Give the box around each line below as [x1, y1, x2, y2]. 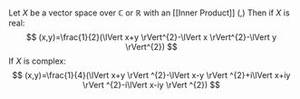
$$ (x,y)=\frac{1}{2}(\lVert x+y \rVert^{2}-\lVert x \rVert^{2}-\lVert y [25, 32, 277, 43]
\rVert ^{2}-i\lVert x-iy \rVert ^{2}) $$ [82, 80, 221, 90]
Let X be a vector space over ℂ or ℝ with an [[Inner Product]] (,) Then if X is [8, 7, 291, 18]
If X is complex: [8, 55, 67, 66]
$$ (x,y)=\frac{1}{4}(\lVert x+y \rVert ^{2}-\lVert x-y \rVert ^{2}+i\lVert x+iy [12, 70, 291, 80]
